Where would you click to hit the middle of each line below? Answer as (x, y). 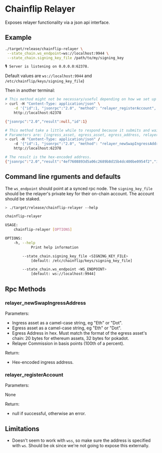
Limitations (22, 429)
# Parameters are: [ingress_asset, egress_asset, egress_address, (73, 135)
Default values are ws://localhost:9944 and (48, 76)
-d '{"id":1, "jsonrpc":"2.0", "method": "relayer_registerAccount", (85, 108)
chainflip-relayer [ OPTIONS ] (43, 230)
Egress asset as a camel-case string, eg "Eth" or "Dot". (67, 328)
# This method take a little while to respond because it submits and (77, 130)
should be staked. (23, 199)
